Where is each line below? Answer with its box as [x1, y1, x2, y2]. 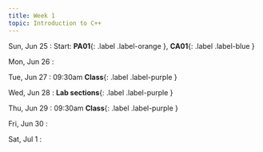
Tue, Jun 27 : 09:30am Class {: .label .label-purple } [8, 72, 177, 82]
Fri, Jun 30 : [8, 118, 48, 128]
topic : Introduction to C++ [8, 19, 102, 27]
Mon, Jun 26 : [8, 57, 54, 66]
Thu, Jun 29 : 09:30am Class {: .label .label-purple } [8, 103, 178, 113]
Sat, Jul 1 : [8, 134, 42, 144]
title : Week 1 [8, 11, 56, 20]
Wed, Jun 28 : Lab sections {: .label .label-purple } [8, 87, 173, 97]
